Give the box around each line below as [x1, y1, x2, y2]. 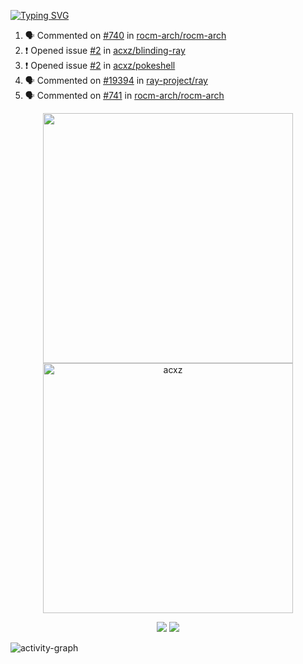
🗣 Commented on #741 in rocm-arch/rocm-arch [24, 90, 225, 101]
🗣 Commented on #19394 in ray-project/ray [24, 75, 208, 86]
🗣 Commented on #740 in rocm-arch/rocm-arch [24, 30, 227, 41]
